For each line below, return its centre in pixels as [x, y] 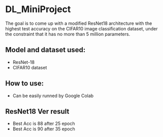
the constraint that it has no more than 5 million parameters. [68, 34]
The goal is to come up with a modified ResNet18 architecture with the [79, 23]
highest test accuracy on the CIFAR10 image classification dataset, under [81, 28]
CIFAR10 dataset [30, 67]
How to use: [25, 84]
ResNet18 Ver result [37, 111]
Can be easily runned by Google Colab [53, 96]
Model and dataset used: [45, 50]
